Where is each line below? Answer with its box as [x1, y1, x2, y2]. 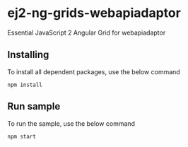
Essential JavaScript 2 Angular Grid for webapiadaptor [7, 28, 166, 37]
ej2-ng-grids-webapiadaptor [7, 5, 182, 21]
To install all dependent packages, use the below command [7, 67, 180, 76]
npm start [7, 133, 37, 140]
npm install [7, 81, 42, 88]
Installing [7, 49, 49, 61]
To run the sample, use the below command [7, 119, 136, 128]
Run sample [7, 100, 61, 112]
